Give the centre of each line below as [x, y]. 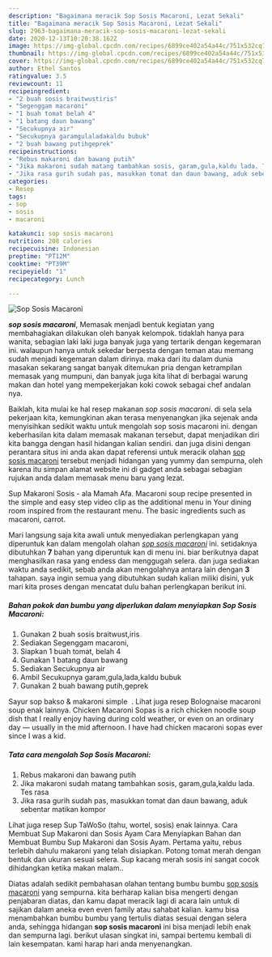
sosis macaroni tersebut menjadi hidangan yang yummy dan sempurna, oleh [136, 461]
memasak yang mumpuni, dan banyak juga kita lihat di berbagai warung [128, 376]
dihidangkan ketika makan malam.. [66, 868]
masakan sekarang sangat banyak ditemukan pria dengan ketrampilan [125, 368]
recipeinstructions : [43, 151]
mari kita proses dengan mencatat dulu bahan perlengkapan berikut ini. [127, 587]
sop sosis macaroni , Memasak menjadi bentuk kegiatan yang [111, 325]
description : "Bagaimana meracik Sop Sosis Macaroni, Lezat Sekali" [126, 16]
